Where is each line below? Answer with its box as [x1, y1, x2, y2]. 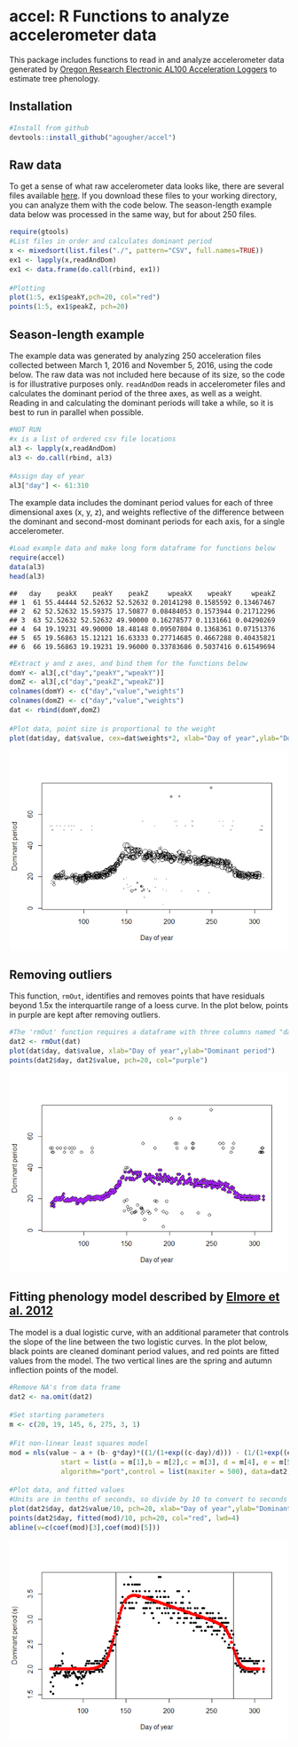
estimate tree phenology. [9, 73, 100, 83]
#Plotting [9, 284, 46, 293]
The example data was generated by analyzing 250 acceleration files [9, 350, 262, 361]
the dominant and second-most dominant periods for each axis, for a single [9, 516, 286, 527]
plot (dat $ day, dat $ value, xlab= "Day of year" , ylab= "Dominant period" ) [9, 1046, 276, 1056]
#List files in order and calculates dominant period [9, 237, 213, 246]
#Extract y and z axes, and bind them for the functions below [9, 659, 248, 668]
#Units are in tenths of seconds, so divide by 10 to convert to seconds [9, 1495, 288, 1504]
